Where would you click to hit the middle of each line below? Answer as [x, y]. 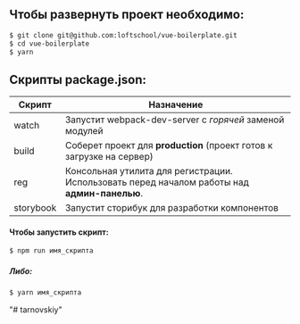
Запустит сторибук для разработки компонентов [172, 208]
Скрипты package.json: [78, 79]
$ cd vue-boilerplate [50, 44]
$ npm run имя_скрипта [51, 251]
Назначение [176, 104]
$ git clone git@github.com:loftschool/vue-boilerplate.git [124, 35]
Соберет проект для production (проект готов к [169, 145]
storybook [35, 208]
